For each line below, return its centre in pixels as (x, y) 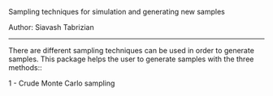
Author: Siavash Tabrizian (52, 27)
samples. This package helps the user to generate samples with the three (131, 59)
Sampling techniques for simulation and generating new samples (117, 12)
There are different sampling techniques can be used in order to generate (131, 50)
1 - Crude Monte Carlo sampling (62, 83)
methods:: (25, 67)
